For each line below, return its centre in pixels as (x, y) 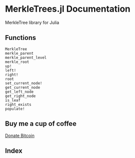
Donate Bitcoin (20, 136)
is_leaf (13, 100)
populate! (15, 109)
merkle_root (17, 62)
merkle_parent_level (26, 58)
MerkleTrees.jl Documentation (68, 9)
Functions (21, 38)
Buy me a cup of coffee (41, 124)
